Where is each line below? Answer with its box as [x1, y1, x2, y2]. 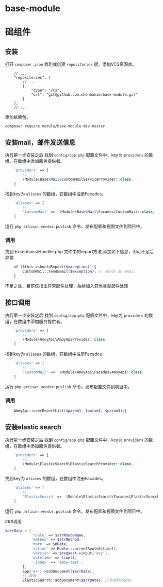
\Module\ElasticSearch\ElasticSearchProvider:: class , [22, 462, 133, 466]
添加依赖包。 [5, 114, 31, 120]
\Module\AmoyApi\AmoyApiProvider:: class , [22, 337, 108, 342]
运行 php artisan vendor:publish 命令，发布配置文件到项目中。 [5, 383, 132, 389]
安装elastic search [5, 423, 62, 432]
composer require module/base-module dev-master [5, 124, 105, 129]
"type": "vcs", [31, 88, 62, 93]
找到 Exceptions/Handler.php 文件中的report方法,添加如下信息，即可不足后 [5, 249, 154, 255]
